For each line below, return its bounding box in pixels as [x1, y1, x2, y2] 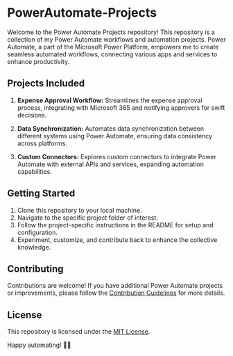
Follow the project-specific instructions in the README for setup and [17, 220, 214, 229]
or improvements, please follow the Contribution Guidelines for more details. [7, 289, 225, 297]
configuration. [17, 228, 58, 236]
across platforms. [17, 139, 68, 147]
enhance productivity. [7, 57, 70, 65]
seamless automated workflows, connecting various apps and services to [7, 50, 218, 58]
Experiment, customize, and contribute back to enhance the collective [17, 235, 218, 244]
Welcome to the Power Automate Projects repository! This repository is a [7, 28, 215, 36]
